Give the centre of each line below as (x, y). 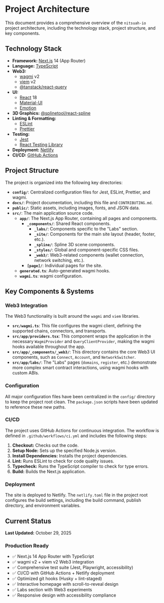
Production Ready (27, 545)
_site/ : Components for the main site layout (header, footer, (95, 234)
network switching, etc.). (59, 260)
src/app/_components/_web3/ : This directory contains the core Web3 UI (84, 352)
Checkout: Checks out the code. (45, 445)
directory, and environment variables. (43, 506)
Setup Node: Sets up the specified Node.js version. (64, 451)
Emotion (28, 108)
